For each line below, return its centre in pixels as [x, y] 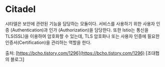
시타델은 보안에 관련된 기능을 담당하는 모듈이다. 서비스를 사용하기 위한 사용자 [80, 23]
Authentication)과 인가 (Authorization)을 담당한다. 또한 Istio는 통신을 [80, 30]
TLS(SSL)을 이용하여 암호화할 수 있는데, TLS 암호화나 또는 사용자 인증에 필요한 [82, 36]
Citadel [21, 9]
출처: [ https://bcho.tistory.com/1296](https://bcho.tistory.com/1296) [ [76, 53]
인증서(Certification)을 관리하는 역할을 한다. [48, 42]
